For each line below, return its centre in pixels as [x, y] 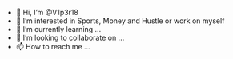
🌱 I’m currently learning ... [58, 29]
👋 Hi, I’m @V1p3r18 [47, 12]
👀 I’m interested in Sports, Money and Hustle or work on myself [120, 21]
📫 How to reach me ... [53, 47]
